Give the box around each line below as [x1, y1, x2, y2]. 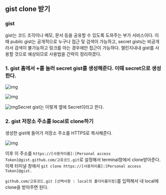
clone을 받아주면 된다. [5, 184, 49, 190]
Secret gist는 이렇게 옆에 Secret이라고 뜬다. [17, 104, 104, 110]
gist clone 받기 [5, 5, 50, 14]
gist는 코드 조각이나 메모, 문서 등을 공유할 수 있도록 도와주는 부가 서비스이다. [5, 32, 154, 38]
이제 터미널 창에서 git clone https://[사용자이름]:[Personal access [5, 163, 141, 169]
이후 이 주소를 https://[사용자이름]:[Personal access [5, 150, 111, 156]
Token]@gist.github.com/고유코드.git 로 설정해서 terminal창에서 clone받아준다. [5, 157, 161, 163]
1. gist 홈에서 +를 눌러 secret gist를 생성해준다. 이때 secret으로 [5, 65, 151, 72]
